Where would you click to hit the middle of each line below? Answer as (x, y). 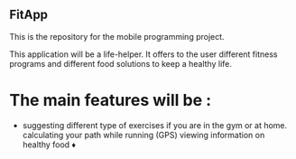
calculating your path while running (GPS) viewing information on (143, 135)
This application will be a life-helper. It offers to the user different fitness (143, 54)
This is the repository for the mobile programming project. (117, 36)
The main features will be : (111, 100)
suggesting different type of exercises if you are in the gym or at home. (155, 125)
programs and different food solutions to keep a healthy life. (120, 63)
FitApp (28, 15)
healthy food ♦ (49, 145)
